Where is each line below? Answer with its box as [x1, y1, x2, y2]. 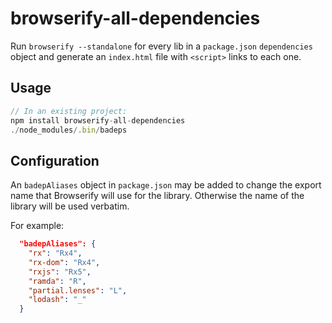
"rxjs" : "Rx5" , [28, 267, 92, 277]
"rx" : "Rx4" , [28, 248, 83, 259]
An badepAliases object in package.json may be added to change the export [10, 179, 322, 191]
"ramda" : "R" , [28, 276, 87, 286]
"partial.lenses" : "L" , [28, 285, 128, 296]
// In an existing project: [10, 106, 128, 116]
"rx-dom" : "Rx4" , [28, 257, 101, 267]
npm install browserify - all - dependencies [10, 115, 186, 126]
